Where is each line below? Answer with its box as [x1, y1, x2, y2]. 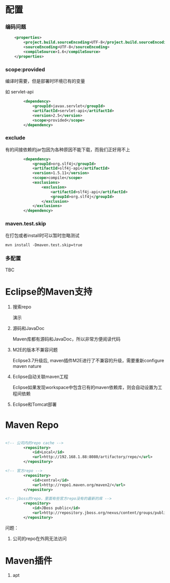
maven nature [12, 363, 41, 369]
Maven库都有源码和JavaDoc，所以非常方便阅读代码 [12, 336, 120, 342]
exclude [5, 134, 25, 141]
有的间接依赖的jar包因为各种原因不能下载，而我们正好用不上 [5, 147, 131, 153]
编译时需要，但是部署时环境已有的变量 [5, 78, 85, 84]
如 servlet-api [5, 89, 34, 95]
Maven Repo [5, 419, 59, 430]
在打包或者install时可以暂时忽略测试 [5, 232, 80, 238]
